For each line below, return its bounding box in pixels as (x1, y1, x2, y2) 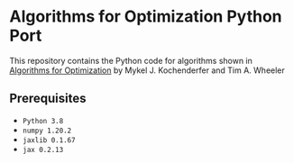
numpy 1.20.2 (22, 126, 72, 135)
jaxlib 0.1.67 (22, 135, 76, 145)
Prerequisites (9, 91, 87, 106)
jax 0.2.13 (22, 145, 64, 154)
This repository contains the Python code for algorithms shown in (9, 55, 253, 66)
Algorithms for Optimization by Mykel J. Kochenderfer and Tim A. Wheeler (9, 65, 286, 76)
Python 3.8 (22, 116, 64, 125)
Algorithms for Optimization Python (9, 6, 282, 27)
